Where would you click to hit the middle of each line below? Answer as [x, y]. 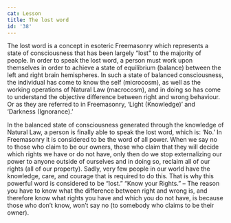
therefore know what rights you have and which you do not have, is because [115, 198]
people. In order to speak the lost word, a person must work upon [100, 61]
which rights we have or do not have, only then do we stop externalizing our [114, 154]
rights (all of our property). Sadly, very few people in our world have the [109, 169]
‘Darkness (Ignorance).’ [40, 111]
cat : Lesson [24, 13]
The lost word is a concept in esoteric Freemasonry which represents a [108, 46]
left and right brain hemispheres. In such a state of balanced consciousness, [115, 75]
